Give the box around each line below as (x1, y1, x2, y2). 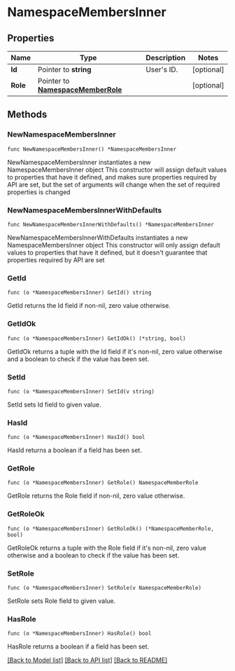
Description (145, 53, 186, 62)
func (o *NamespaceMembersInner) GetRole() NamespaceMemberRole (7, 480, 199, 487)
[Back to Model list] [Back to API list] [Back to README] (7, 656, 168, 665)
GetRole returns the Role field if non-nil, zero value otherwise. (7, 492, 185, 500)
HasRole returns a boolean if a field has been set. (7, 642, 150, 651)
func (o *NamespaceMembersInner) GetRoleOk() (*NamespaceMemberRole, (7, 525, 215, 532)
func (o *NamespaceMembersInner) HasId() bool (7, 434, 145, 441)
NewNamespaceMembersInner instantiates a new (7, 158, 152, 166)
